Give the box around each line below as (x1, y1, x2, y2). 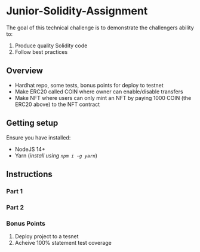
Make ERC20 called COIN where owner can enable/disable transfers (14, 88, 183, 95)
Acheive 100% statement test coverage (14, 239, 112, 247)
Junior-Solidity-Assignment (6, 4, 148, 18)
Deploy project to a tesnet (14, 233, 79, 240)
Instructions (6, 169, 53, 179)
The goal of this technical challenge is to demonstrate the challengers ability (6, 24, 194, 31)
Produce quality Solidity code (14, 42, 88, 49)
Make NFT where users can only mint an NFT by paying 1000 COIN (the (14, 94, 192, 101)
